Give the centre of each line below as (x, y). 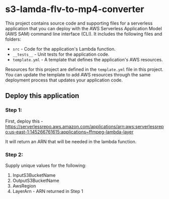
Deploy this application (42, 96)
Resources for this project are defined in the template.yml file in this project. (84, 69)
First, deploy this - (24, 121)
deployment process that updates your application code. (64, 80)
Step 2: (14, 154)
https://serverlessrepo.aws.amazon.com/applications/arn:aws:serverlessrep (84, 126)
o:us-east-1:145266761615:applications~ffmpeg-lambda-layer (69, 132)
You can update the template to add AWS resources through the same (78, 74)
